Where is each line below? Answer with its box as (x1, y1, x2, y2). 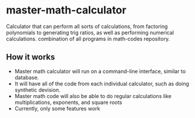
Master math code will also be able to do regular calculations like (14, 92, 172, 99)
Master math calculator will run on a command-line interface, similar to (14, 68, 186, 75)
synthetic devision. (14, 86, 60, 93)
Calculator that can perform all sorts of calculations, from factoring (6, 23, 168, 30)
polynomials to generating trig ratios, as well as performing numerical (6, 29, 174, 36)
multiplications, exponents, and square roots (14, 99, 122, 106)
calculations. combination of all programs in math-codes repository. (6, 35, 170, 42)
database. (14, 74, 39, 81)
